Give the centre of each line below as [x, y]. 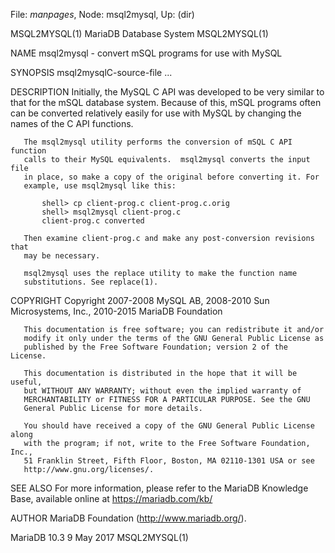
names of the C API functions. [72, 123]
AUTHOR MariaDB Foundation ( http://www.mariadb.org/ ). [128, 518]
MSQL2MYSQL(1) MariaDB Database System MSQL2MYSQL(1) [139, 33]
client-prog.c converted [93, 221]
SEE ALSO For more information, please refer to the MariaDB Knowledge [159, 488]
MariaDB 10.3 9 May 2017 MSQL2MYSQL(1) [99, 537]
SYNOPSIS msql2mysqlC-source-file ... [91, 72]
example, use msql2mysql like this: [100, 186]
